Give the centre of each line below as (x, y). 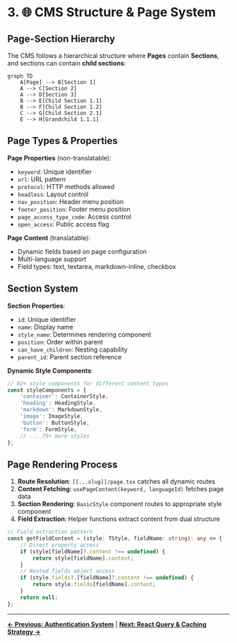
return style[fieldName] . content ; (83, 558)
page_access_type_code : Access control (74, 217)
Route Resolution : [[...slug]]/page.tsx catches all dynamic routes (116, 481)
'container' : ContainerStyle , (65, 397)
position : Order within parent (60, 342)
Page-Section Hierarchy (61, 38)
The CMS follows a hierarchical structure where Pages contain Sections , (114, 56)
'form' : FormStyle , (49, 429)
